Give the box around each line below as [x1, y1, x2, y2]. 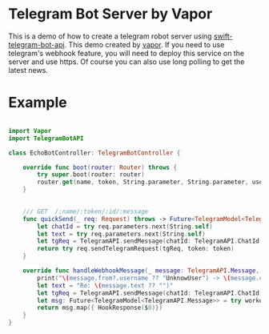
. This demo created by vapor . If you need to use [64, 39, 225, 49]
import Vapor [8, 127, 52, 135]
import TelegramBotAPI [8, 134, 84, 143]
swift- [213, 31, 234, 41]
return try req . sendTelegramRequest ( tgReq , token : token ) [37, 245, 235, 253]
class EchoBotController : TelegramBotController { [8, 149, 181, 157]
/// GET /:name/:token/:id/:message [22, 207, 149, 215]
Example [8, 94, 67, 112]
